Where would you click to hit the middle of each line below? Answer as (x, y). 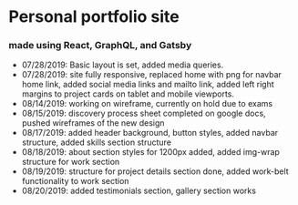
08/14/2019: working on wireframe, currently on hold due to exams (147, 104)
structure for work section (71, 162)
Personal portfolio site (94, 17)
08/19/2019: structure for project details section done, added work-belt (155, 171)
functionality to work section (75, 181)
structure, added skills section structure (97, 142)
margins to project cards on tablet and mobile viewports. (128, 94)
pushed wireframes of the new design (93, 123)
